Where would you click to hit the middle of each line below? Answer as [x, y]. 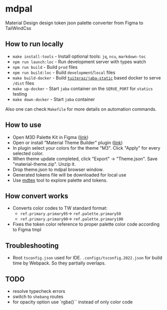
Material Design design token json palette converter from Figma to [74, 23]
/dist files [23, 83]
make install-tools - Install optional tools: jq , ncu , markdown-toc [79, 56]
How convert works [37, 196]
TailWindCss [18, 28]
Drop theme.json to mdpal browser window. [58, 169]
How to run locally [34, 44]
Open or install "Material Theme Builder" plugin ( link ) [68, 143]
